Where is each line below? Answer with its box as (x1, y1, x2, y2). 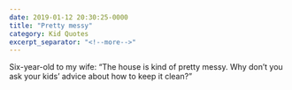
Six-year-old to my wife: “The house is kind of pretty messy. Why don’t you (9, 62, 283, 72)
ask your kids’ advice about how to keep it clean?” (9, 71, 193, 82)
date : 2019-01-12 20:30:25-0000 (9, 12, 128, 22)
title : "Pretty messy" (9, 21, 93, 30)
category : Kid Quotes (9, 29, 89, 38)
